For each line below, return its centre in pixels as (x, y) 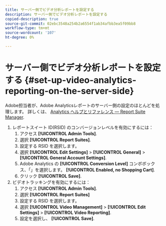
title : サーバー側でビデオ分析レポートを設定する (50, 10)
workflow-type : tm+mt (27, 28)
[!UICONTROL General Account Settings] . (63, 158)
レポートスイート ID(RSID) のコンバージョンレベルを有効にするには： (83, 127)
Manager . (15, 117)
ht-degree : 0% (20, 38)
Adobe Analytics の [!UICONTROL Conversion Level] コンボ (81, 164)
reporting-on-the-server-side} (70, 91)
